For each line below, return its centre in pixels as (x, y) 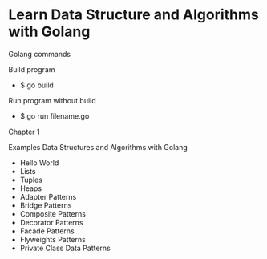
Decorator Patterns (51, 222)
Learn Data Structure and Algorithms (133, 15)
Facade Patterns (47, 231)
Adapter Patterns (48, 196)
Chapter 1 (24, 132)
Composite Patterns (53, 213)
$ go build (36, 85)
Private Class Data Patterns (65, 248)
